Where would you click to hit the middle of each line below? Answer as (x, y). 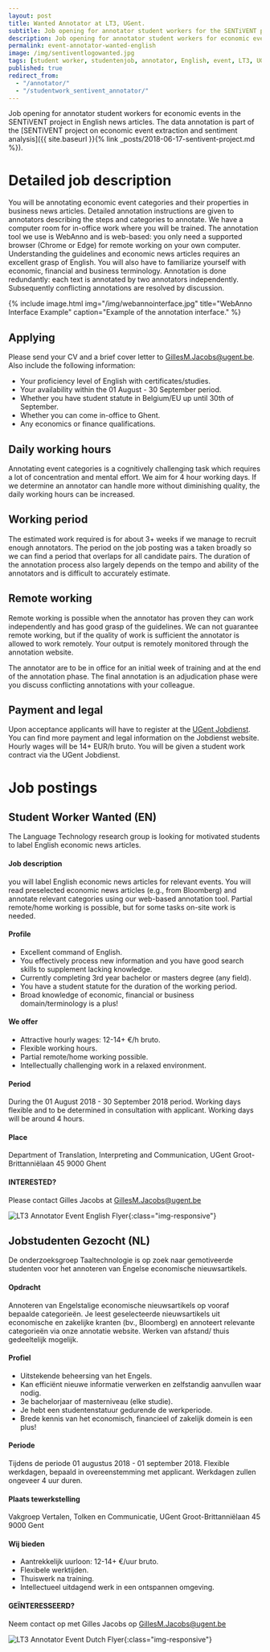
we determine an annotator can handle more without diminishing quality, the (134, 485)
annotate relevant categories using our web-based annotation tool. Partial (131, 898)
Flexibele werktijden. (54, 1570)
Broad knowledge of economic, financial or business (107, 994)
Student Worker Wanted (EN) (82, 817)
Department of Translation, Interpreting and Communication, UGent (120, 1155)
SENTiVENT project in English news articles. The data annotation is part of (131, 122)
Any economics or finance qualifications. (88, 424)
